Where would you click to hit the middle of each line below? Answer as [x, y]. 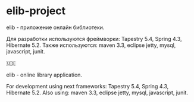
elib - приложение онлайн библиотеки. [55, 27]
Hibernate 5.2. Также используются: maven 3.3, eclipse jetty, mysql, [91, 45]
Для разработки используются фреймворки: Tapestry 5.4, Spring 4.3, [94, 39]
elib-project [36, 11]
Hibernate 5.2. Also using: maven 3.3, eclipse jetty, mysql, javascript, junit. [97, 93]
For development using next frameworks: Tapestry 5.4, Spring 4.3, [87, 86]
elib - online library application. [44, 75]
